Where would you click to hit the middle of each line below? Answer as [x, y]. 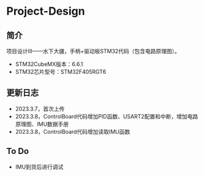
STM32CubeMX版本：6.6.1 [49, 64]
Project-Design [46, 11]
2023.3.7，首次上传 [40, 109]
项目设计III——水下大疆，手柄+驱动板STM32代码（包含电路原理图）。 [93, 51]
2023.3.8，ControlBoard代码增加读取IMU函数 [73, 131]
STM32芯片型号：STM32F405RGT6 [61, 72]
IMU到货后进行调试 [39, 167]
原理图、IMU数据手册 [42, 124]
